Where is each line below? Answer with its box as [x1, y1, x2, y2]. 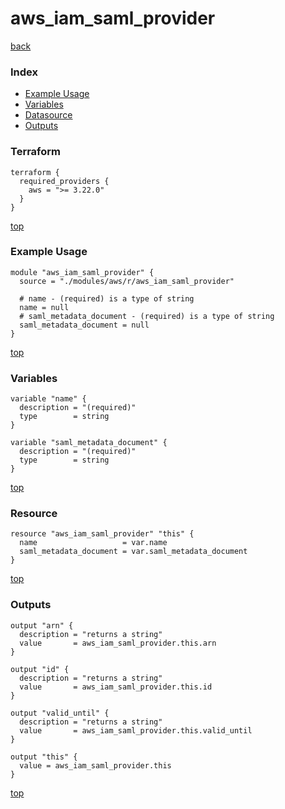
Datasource [24, 109, 73, 121]
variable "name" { [10, 394, 87, 404]
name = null [19, 302, 70, 312]
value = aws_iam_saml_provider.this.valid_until [19, 725, 253, 736]
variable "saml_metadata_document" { [10, 438, 168, 448]
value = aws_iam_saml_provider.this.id [19, 682, 213, 692]
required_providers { [19, 176, 110, 186]
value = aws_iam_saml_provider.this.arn [19, 638, 217, 648]
